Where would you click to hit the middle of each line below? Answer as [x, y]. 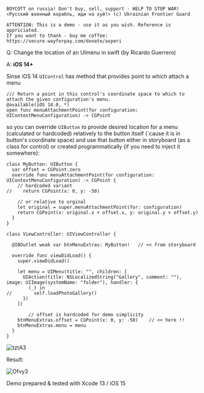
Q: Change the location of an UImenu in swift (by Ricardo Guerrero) [91, 53]
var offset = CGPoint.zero [46, 169]
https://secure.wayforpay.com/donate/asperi [64, 41]
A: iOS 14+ [20, 64]
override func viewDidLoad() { [52, 255]
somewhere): [23, 153]
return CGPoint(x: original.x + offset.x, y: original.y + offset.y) [108, 212]
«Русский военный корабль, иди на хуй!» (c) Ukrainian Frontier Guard [98, 14]
